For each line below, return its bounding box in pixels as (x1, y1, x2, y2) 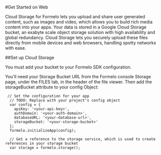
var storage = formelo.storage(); (9, 145, 80, 150)
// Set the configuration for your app (7, 93, 90, 98)
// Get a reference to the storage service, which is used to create (9, 137, 156, 142)
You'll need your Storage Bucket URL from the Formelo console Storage (5, 74, 152, 79)
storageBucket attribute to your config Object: (5, 84, 99, 90)
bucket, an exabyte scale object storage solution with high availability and (5, 30, 156, 35)
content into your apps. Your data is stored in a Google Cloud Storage (5, 24, 147, 30)
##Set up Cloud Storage (5, 55, 54, 61)
